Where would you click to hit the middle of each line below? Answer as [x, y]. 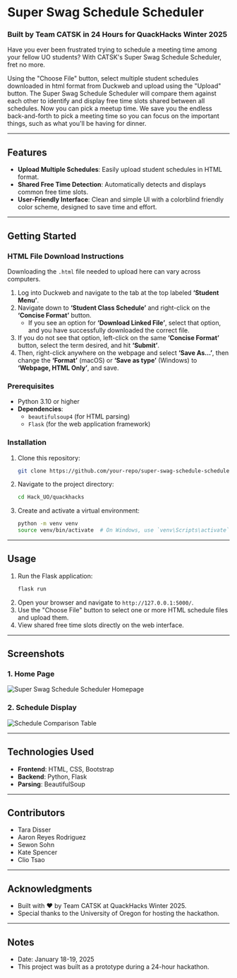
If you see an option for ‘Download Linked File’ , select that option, [124, 322]
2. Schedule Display [42, 708]
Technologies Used [50, 752]
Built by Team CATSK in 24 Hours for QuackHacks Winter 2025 [117, 35]
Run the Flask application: [55, 576]
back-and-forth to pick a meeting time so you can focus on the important [114, 116]
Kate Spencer [37, 852]
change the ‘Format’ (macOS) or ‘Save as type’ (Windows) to [107, 360]
